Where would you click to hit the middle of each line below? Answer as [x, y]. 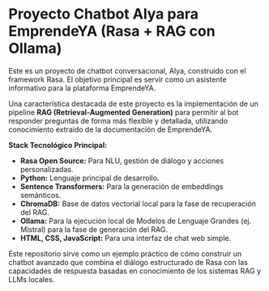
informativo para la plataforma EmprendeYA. [82, 88]
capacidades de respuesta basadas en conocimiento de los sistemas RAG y [135, 271]
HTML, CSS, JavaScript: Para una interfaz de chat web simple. [126, 238]
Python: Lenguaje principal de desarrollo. [90, 178]
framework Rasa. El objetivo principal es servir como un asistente [117, 79]
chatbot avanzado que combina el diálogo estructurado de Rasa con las [128, 262]
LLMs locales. [32, 279]
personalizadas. [47, 169]
